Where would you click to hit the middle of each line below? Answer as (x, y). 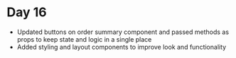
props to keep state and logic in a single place (84, 39)
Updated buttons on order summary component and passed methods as (123, 32)
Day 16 (27, 12)
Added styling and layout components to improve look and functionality (122, 47)
